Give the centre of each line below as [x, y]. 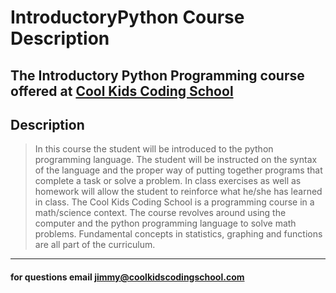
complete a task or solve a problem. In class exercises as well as [168, 181]
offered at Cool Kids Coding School [122, 91]
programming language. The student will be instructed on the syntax [176, 160]
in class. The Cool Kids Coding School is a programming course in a [174, 202]
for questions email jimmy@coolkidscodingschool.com [127, 277]
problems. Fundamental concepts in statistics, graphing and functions [178, 234]
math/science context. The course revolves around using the [160, 213]
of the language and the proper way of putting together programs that [178, 170]
